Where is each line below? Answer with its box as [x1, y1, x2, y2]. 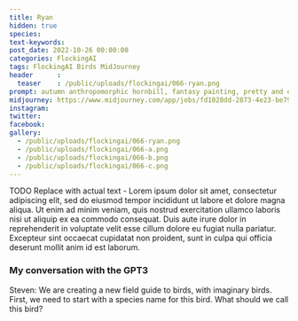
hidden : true [9, 21, 58, 30]
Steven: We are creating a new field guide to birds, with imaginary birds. [9, 285, 272, 295]
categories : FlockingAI [9, 54, 98, 63]
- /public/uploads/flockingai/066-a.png [17, 145, 169, 153]
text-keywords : [9, 37, 66, 47]
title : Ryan [9, 12, 53, 22]
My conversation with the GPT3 [9, 264, 149, 277]
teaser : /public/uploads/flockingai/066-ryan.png [17, 79, 220, 88]
